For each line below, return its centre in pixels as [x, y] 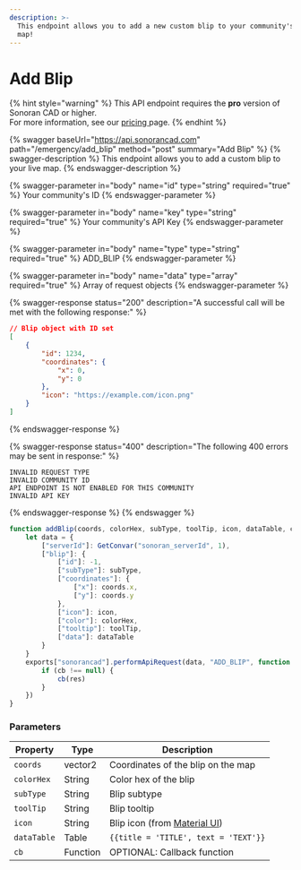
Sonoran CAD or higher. [53, 113]
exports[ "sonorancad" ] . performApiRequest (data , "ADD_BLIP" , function [158, 662]
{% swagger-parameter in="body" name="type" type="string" [125, 249]
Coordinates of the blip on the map [182, 765]
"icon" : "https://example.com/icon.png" [118, 395]
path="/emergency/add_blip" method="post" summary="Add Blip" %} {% [145, 150]
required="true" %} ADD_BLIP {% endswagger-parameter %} [123, 258]
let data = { [50, 537]
